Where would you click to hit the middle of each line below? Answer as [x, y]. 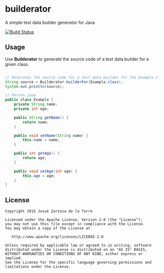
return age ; [35, 158]
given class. [17, 64]
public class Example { [29, 100]
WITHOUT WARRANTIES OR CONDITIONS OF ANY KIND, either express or [74, 254]
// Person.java [20, 95]
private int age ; [31, 109]
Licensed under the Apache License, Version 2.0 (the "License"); [74, 220]
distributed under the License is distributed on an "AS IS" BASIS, [76, 250]
